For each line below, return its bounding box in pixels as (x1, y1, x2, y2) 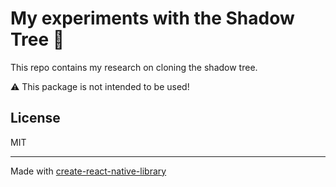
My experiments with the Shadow (10, 7, 295, 30)
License (10, 110, 61, 127)
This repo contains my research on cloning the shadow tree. (10, 61, 258, 73)
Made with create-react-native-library (10, 165, 167, 177)
